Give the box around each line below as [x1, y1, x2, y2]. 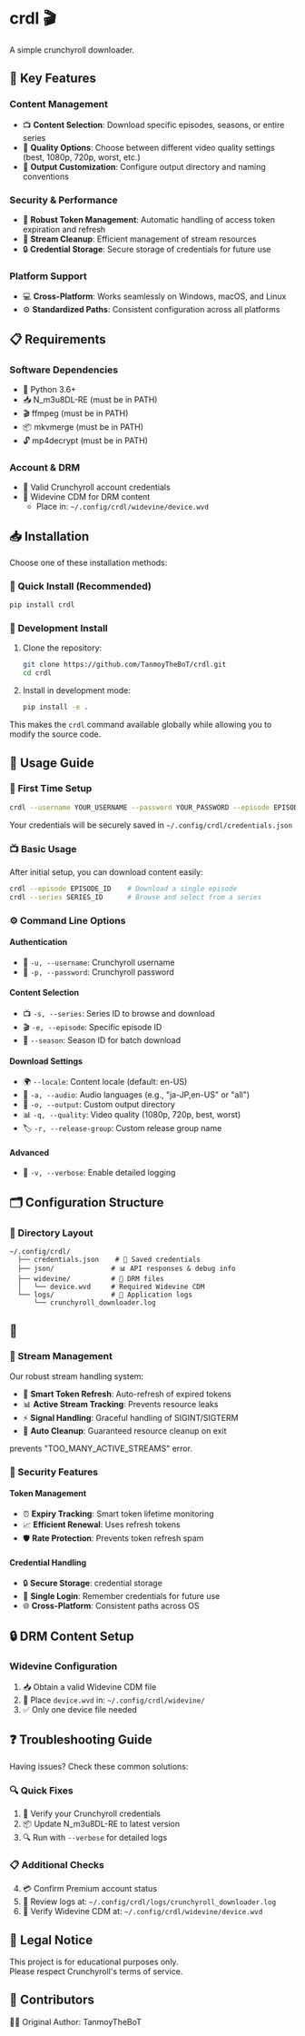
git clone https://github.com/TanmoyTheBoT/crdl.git [22, 660, 227, 670]
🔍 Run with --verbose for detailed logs [22, 1832, 168, 1842]
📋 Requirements [9, 332, 106, 347]
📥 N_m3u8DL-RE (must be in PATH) [22, 393, 158, 405]
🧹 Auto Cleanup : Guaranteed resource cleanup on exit [22, 1425, 227, 1436]
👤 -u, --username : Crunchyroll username [22, 957, 175, 968]
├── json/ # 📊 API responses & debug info [17, 1265, 236, 1274]
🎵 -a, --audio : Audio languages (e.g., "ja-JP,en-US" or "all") [22, 1089, 251, 1100]
